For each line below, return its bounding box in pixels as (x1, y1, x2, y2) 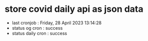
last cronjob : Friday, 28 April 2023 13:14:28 (11, 20, 102, 26)
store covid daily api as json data (4, 3, 143, 15)
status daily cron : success (11, 30, 67, 36)
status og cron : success (11, 25, 63, 31)
